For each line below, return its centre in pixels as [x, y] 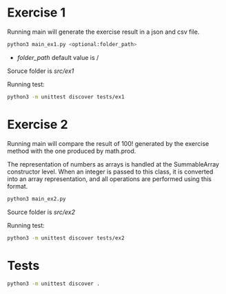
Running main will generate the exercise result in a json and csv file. [103, 32]
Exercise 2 [38, 124]
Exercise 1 [37, 13]
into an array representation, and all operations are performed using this [110, 179]
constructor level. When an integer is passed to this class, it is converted [110, 171]
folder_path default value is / [58, 57]
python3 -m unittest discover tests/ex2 [66, 238]
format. [18, 186]
